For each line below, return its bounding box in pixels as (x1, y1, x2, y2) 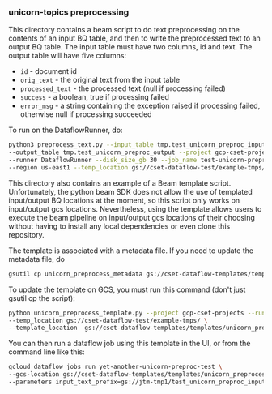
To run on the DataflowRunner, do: (8, 125, 123, 135)
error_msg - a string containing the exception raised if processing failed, (19, 101, 261, 111)
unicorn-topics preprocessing (8, 6, 130, 18)
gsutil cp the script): (8, 293, 75, 302)
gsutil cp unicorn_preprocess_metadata (8, 270, 143, 278)
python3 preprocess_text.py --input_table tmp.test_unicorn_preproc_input (8, 141, 266, 149)
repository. (8, 229, 45, 239)
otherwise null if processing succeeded (19, 109, 152, 119)
